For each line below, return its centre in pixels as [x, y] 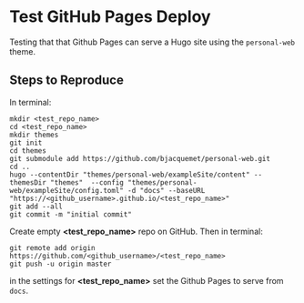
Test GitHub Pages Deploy [110, 17]
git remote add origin [52, 247]
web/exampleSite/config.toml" [67, 190]
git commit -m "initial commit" [71, 214]
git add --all [36, 207]
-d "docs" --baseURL [166, 190]
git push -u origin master [61, 264]
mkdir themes [34, 135]
